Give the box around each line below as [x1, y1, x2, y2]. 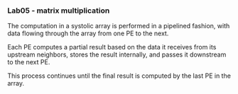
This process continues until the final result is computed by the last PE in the [7, 71, 231, 80]
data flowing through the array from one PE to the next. [7, 29, 169, 37]
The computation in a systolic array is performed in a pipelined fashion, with [7, 22, 230, 30]
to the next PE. [7, 58, 50, 66]
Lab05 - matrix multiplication [7, 6, 110, 16]
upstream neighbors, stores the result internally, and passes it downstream [7, 50, 227, 59]
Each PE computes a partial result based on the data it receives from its [7, 43, 217, 52]
